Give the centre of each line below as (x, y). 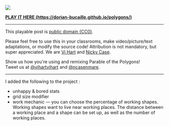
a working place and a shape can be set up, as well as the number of (84, 112)
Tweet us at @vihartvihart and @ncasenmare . (53, 67)
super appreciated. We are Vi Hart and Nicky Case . (58, 52)
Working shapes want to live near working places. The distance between (88, 107)
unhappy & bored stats (36, 91)
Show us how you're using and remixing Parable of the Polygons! (73, 62)
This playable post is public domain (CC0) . (49, 32)
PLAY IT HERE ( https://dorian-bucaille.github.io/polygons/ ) (69, 17)
